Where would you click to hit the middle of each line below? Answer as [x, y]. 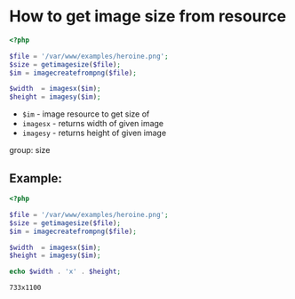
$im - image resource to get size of [86, 114]
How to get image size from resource [148, 16]
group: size [30, 150]
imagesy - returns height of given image [94, 133]
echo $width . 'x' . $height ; [65, 272]
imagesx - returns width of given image [93, 124]
